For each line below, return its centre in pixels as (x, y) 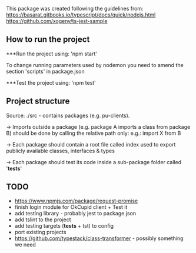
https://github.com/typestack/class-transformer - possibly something (99, 238)
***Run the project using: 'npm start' (52, 54)
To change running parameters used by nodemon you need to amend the (95, 65)
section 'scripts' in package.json (45, 71)
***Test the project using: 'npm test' (51, 82)
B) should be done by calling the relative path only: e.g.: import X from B (94, 133)
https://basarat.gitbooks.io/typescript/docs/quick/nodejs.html (81, 15)
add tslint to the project (43, 219)
